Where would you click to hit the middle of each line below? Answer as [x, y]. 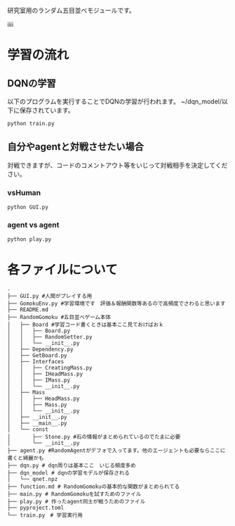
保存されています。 [47, 110]
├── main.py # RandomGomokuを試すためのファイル [74, 494]
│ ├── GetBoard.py [38, 356]
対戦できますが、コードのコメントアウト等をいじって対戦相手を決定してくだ [117, 165]
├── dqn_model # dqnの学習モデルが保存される [68, 473]
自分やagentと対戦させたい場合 [75, 147]
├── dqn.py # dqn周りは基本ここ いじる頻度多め [72, 466]
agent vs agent [33, 225]
